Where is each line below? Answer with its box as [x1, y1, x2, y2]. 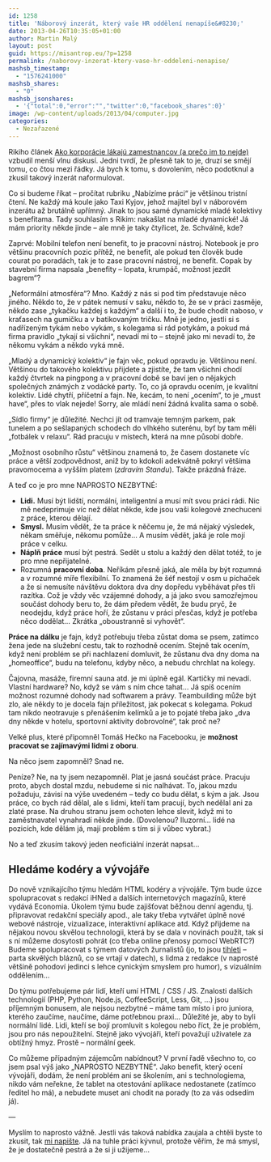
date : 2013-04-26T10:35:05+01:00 [8, 27, 121, 35]
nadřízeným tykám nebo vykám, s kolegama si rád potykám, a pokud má [8, 323, 251, 333]
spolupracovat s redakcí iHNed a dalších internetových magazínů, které [8, 893, 247, 902]
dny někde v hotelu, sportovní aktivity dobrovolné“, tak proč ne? [8, 716, 221, 726]
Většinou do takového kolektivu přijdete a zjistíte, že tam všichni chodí [8, 364, 243, 374]
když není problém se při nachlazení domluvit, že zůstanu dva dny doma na [8, 649, 260, 659]
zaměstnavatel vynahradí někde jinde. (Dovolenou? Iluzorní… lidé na [8, 815, 235, 825]
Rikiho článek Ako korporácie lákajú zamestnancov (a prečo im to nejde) [8, 146, 249, 156]
